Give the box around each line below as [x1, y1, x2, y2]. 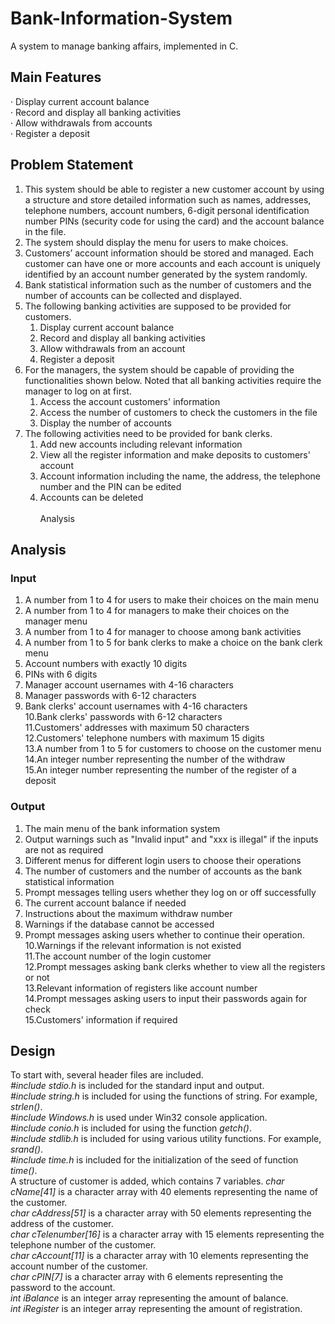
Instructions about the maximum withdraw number [24, 907, 233, 919]
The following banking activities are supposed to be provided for [24, 300, 292, 312]
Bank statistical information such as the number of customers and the [24, 278, 312, 291]
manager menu [24, 615, 88, 627]
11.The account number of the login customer [24, 950, 212, 962]
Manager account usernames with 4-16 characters [24, 679, 234, 691]
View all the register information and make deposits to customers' [39, 448, 311, 461]
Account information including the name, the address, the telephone [39, 470, 322, 482]
